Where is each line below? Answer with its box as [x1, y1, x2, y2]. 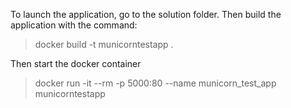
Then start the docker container [10, 58, 142, 69]
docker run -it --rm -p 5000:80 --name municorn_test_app [34, 77, 277, 89]
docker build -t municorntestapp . [34, 39, 174, 50]
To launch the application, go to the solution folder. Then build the [10, 9, 282, 20]
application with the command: [10, 19, 138, 31]
